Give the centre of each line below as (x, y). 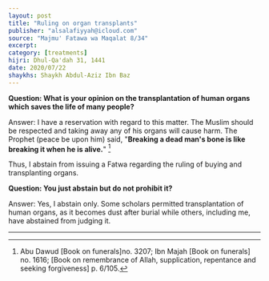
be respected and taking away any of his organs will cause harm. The (123, 130)
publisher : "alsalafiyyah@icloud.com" (73, 30)
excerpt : (23, 46)
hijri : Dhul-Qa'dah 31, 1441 (57, 61)
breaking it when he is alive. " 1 (60, 148)
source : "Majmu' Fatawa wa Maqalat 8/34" (78, 38)
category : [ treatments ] (48, 53)
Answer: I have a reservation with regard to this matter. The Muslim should (131, 122)
